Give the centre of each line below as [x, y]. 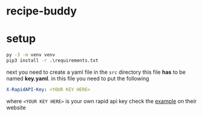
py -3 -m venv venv [31, 55]
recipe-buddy [42, 11]
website [16, 108]
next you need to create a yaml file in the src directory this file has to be [96, 72]
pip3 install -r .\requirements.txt [52, 60]
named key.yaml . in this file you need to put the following [78, 78]
